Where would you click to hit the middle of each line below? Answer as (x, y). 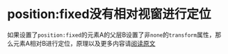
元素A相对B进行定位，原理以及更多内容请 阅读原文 (84, 43)
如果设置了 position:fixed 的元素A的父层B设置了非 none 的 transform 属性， (111, 35)
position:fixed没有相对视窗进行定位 (109, 14)
